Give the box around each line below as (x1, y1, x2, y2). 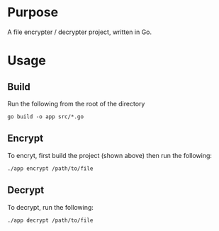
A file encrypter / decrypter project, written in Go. (7, 28, 152, 36)
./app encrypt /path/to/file (7, 164, 94, 172)
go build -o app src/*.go (7, 113, 84, 120)
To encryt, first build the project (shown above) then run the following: (7, 151, 213, 159)
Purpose (7, 4, 59, 21)
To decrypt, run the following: (7, 203, 94, 211)
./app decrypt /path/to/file (7, 217, 94, 224)
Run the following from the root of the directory (7, 99, 145, 108)
